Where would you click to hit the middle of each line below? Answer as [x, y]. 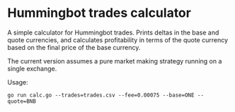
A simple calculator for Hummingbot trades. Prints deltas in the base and [113, 32]
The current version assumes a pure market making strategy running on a [115, 61]
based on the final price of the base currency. [74, 47]
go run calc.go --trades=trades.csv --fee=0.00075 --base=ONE [101, 95]
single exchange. [32, 68]
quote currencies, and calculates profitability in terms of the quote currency [118, 39]
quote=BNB [22, 101]
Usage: [18, 82]
